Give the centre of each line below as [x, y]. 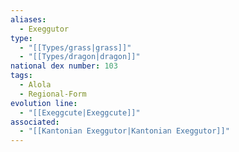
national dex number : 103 [64, 66]
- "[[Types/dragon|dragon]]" [80, 57]
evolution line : [44, 103]
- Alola [35, 85]
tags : [21, 76]
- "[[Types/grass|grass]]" [75, 47]
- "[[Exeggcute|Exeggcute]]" [80, 112]
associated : [35, 122]
